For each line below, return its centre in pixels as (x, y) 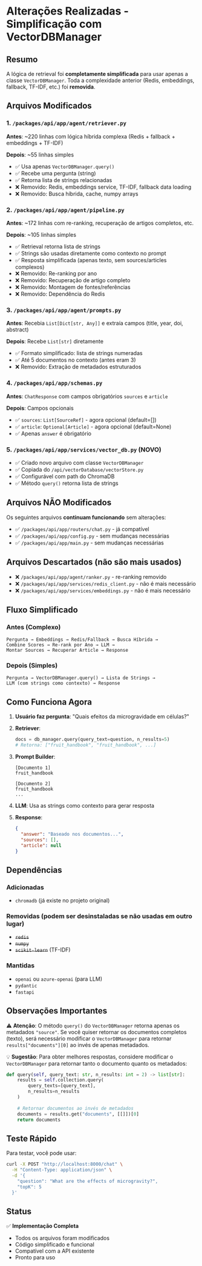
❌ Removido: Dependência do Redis (60, 294)
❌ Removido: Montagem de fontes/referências (73, 287)
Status (19, 1211)
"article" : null (41, 845)
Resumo (22, 59)
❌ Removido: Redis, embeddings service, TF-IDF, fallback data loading (103, 187)
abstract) (18, 330)
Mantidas (21, 966)
